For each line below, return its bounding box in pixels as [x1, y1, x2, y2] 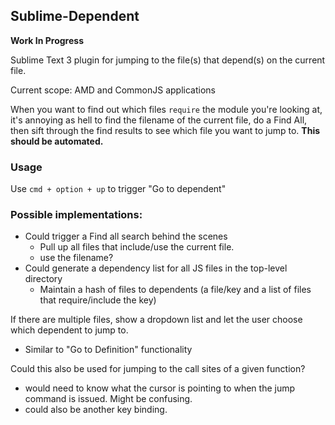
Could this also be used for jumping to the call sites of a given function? [10, 363, 306, 375]
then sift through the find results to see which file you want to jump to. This [10, 124, 321, 136]
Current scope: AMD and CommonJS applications [10, 84, 216, 96]
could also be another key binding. [24, 404, 168, 416]
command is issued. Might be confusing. [24, 393, 193, 405]
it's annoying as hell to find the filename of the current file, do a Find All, [10, 114, 308, 126]
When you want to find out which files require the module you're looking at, [10, 103, 323, 115]
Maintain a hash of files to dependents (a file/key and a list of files [39, 284, 312, 296]
